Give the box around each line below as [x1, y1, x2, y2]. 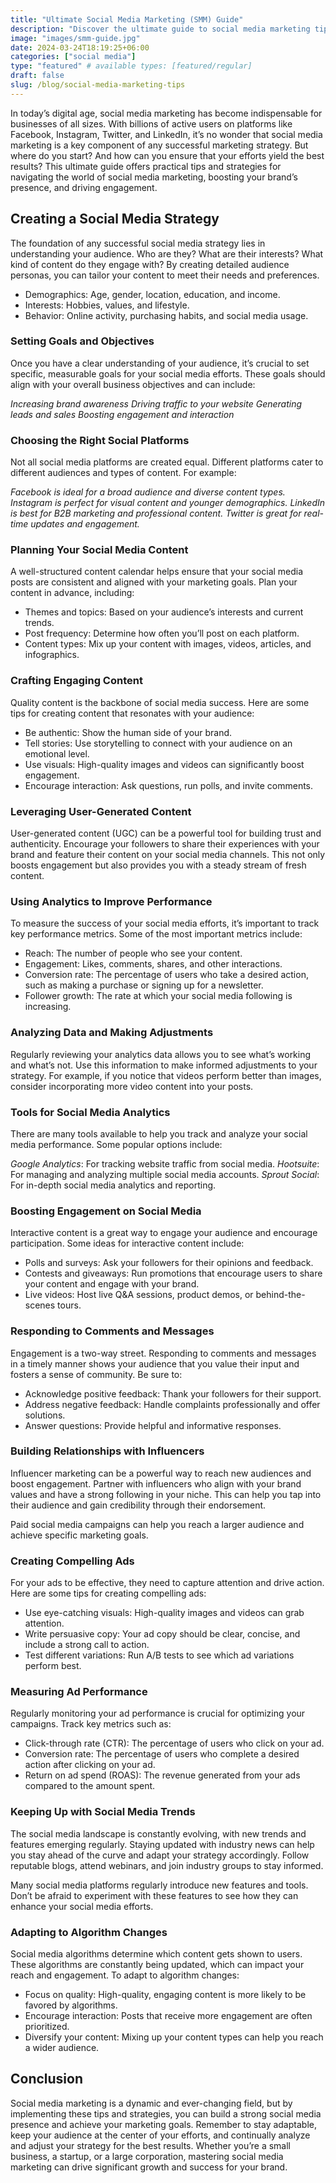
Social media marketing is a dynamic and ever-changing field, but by [10, 2097, 293, 2109]
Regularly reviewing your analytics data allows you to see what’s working [10, 1048, 312, 1060]
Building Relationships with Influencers [10, 1444, 205, 1458]
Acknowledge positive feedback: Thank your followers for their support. [24, 1387, 322, 1400]
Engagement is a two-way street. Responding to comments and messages [10, 1347, 317, 1359]
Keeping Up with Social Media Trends [10, 1805, 196, 1819]
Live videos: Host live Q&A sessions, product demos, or [24, 1289, 254, 1301]
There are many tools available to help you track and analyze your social [10, 1127, 308, 1140]
